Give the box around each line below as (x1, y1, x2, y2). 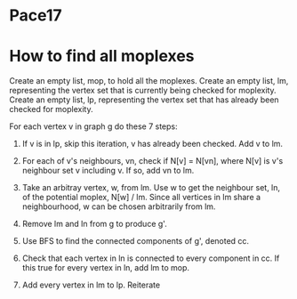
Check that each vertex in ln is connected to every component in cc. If (21, 253, 280, 263)
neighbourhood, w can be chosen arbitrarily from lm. (21, 201, 216, 212)
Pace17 (9, 5, 62, 26)
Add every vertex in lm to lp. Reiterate (21, 279, 161, 290)
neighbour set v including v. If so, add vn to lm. (21, 166, 195, 176)
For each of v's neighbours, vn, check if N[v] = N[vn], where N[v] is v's (21, 156, 284, 166)
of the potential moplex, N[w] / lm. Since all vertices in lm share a (21, 192, 261, 203)
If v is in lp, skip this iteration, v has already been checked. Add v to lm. (21, 139, 283, 149)
